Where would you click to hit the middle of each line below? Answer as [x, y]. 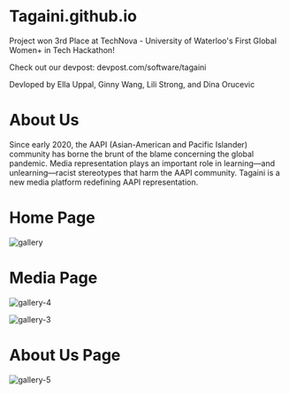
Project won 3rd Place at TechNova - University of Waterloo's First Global [143, 41]
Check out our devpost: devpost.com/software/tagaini [108, 67]
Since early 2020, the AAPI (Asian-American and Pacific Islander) [128, 144]
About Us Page [65, 355]
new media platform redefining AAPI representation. [104, 182]
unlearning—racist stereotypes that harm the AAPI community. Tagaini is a [144, 172]
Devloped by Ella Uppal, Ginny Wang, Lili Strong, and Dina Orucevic [132, 84]
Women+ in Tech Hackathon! [62, 49]
